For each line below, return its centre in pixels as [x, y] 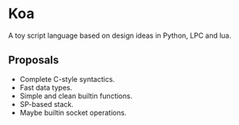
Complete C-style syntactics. [67, 79]
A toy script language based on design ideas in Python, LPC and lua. [120, 35]
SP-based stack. [46, 104]
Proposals [34, 60]
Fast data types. [46, 87]
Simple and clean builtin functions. [76, 96]
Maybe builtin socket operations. [73, 112]
